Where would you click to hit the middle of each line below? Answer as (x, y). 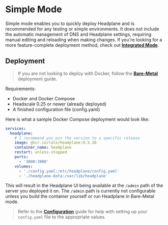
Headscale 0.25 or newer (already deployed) (60, 104)
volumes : (24, 166)
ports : (21, 157)
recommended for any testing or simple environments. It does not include (82, 29)
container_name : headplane (43, 148)
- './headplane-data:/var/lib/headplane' (63, 176)
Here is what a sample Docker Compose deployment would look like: (77, 119)
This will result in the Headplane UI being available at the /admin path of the (84, 186)
